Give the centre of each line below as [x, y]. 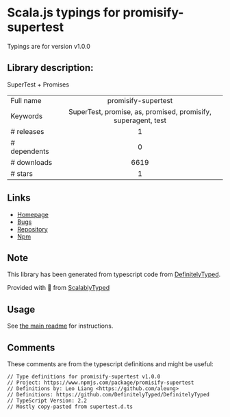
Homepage [33, 214]
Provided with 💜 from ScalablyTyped [59, 288]
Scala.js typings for [64, 13]
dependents [30, 151]
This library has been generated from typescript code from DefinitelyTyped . [114, 274]
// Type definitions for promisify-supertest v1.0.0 [84, 376]
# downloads [31, 162]
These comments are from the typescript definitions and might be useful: [110, 364]
